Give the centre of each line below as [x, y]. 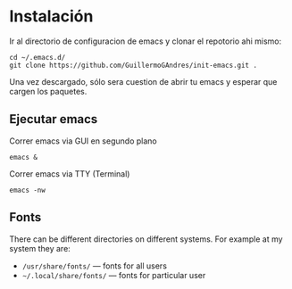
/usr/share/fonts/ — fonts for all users [95, 266]
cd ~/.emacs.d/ [38, 57]
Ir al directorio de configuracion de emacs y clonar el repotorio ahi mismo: [146, 41]
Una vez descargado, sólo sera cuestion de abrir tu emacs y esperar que [143, 81]
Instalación [51, 17]
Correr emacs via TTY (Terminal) [70, 173]
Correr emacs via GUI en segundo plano [83, 141]
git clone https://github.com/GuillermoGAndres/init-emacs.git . [133, 65]
